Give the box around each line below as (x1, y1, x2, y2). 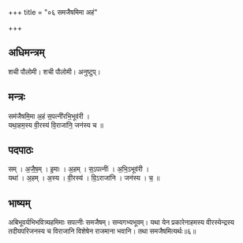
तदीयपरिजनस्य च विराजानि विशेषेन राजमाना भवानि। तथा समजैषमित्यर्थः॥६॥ (8, 226, 196, 236)
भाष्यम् (8, 196, 31, 210)
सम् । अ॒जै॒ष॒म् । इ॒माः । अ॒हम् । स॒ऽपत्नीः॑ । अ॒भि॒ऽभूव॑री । (8, 164, 150, 174)
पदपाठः (8, 144, 34, 157)
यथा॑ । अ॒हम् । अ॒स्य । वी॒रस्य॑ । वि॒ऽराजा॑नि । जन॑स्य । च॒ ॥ (8, 174, 160, 183)
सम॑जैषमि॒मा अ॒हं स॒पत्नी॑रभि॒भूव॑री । (8, 111, 91, 121)
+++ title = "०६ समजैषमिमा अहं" (8, 8, 98, 17)
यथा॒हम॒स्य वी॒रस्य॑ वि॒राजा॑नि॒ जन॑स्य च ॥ (8, 120, 104, 129)
